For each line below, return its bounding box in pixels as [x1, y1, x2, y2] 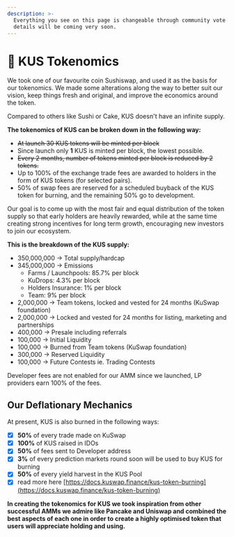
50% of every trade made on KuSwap [17, 431, 127, 440]
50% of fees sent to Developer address [17, 447, 131, 455]
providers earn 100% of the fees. [7, 378, 102, 388]
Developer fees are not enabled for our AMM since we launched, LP [7, 372, 202, 380]
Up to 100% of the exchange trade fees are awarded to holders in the [17, 169, 217, 177]
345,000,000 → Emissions [17, 261, 93, 270]
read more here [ [17, 478, 66, 486]
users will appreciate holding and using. [7, 522, 125, 530]
